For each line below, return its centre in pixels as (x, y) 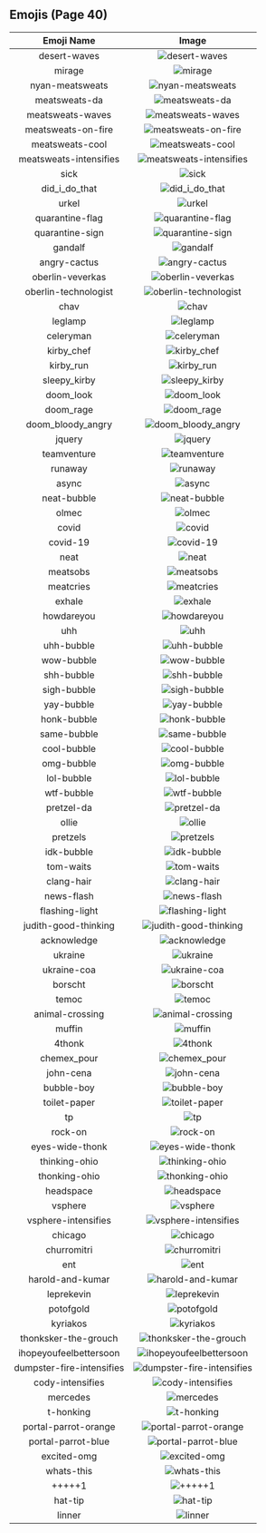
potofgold (69, 1308)
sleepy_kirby (69, 380)
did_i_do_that (69, 188)
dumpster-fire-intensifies (69, 1367)
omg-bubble (69, 763)
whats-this (69, 1470)
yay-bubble (69, 704)
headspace (69, 1190)
